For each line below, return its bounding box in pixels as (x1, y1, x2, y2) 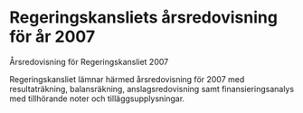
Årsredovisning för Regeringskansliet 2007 (9, 56, 169, 67)
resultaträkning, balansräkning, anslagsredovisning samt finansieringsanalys (9, 83, 295, 94)
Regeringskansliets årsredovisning (9, 7, 279, 28)
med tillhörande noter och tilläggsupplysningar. (9, 93, 185, 104)
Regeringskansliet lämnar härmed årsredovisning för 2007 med (9, 73, 245, 84)
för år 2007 (9, 26, 96, 47)
